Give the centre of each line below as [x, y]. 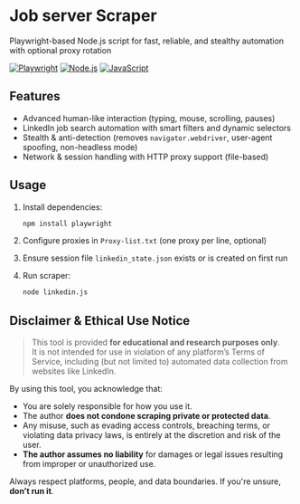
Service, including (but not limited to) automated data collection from [159, 362]
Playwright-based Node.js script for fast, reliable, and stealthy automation [147, 41]
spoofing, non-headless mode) [80, 147]
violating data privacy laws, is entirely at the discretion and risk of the [152, 435]
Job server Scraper [83, 16]
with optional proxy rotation [61, 50]
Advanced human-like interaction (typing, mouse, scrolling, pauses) [149, 118]
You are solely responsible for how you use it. [107, 406]
